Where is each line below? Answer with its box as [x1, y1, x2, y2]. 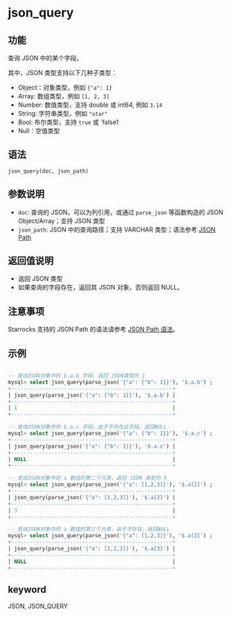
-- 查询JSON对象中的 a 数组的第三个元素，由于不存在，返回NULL [8, 525, 170, 533]
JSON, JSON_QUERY [8, 602, 68, 611]
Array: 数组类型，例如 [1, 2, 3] [17, 92, 110, 100]
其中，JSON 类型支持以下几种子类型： [8, 69, 118, 77]
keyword [8, 584, 47, 596]
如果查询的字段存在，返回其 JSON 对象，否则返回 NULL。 [17, 283, 184, 292]
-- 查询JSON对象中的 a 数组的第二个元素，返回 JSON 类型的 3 [8, 475, 167, 482]
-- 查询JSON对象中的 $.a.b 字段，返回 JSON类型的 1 [8, 372, 145, 379]
